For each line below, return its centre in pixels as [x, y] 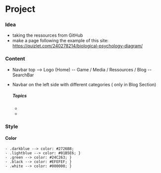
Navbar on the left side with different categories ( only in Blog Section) [84, 84]
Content [15, 59]
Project [20, 9]
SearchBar [23, 75]
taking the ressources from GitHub [48, 35]
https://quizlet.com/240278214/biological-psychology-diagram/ [77, 46]
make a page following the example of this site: [60, 41]
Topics [20, 96]
